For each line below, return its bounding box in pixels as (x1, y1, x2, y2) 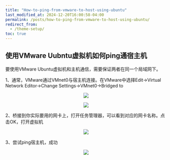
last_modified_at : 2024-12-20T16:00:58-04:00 (5, 12, 104, 17)
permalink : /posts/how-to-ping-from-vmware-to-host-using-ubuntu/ (5, 17, 150, 22)
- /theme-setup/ (10, 27, 45, 32)
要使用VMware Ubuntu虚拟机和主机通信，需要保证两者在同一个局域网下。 (5, 66, 161, 72)
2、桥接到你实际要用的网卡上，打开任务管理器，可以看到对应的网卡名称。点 (5, 112, 165, 118)
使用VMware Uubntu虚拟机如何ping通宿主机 (5, 52, 147, 60)
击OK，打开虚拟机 (5, 119, 44, 125)
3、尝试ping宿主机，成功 (5, 139, 58, 145)
